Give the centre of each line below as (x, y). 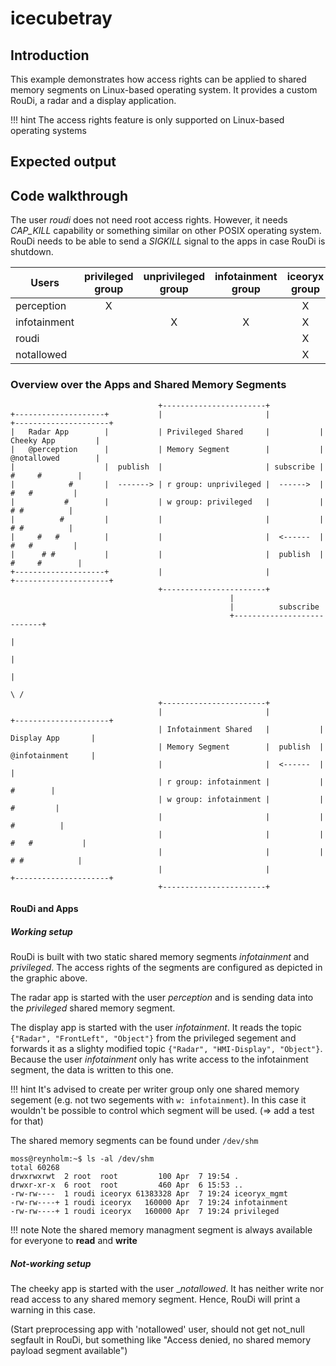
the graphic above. (49, 978)
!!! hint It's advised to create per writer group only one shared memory (155, 1089)
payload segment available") (69, 1351)
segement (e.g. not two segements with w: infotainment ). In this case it (158, 1100)
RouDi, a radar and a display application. (93, 100)
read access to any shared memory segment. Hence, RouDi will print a (155, 1299)
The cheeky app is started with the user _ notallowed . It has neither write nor (167, 1289)
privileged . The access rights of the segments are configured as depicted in (166, 968)
